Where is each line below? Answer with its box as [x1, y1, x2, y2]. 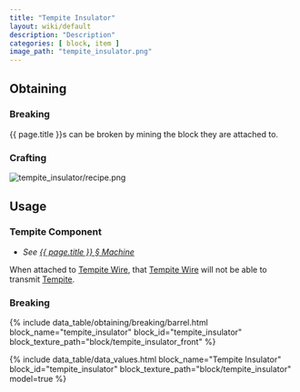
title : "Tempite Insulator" [9, 13, 116, 23]
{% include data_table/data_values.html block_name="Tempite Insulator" [9, 354, 282, 365]
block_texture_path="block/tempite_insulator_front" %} [9, 337, 216, 347]
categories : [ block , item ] [9, 38, 120, 48]
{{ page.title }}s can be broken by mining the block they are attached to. [9, 128, 279, 139]
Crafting [9, 151, 47, 164]
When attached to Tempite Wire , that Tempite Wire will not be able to [9, 264, 267, 275]
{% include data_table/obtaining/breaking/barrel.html [9, 317, 209, 328]
